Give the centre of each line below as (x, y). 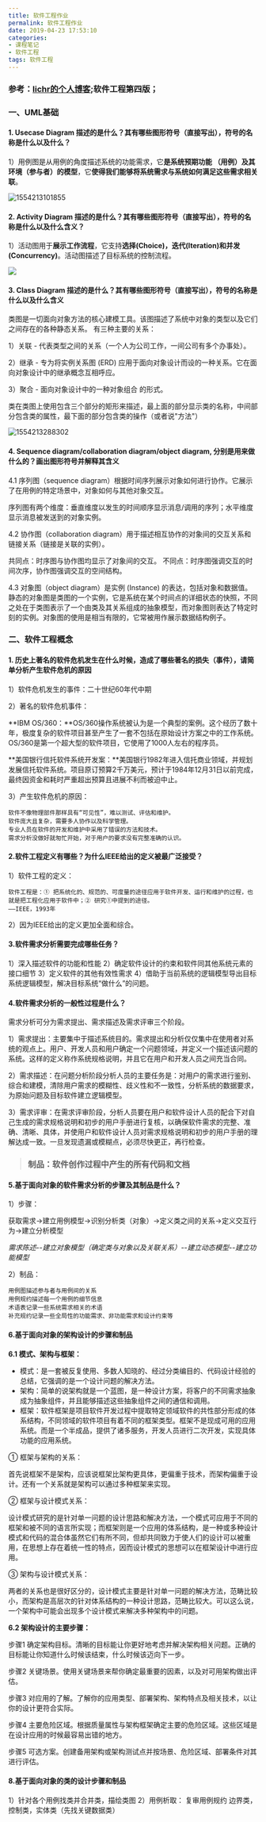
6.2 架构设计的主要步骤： (49, 1628)
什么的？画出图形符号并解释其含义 (64, 461)
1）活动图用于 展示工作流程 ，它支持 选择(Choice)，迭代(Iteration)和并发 (124, 246)
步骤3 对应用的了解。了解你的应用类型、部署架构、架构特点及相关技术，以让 (133, 1697)
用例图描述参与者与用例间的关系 (53, 1291)
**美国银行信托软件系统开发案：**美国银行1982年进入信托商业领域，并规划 (131, 759)
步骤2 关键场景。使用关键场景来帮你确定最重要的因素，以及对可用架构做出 (129, 1671)
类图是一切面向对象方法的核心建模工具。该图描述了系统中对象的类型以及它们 (133, 319)
